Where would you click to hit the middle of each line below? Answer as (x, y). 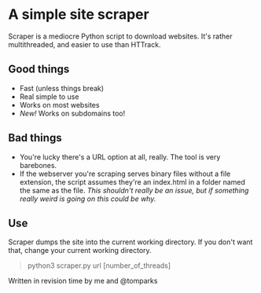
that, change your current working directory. (80, 251)
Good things (39, 70)
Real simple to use (49, 97)
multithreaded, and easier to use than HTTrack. (85, 44)
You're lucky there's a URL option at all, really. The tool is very (120, 157)
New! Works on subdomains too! (72, 113)
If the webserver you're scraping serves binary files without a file (125, 174)
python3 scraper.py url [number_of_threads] (99, 266)
